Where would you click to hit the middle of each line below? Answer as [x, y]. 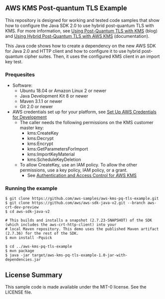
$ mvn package [20, 251]
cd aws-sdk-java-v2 [30, 212]
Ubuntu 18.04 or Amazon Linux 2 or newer [63, 91]
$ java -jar [17, 255]
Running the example [31, 188]
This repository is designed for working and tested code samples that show [82, 20]
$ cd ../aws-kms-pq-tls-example [39, 247]
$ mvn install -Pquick [29, 238]
